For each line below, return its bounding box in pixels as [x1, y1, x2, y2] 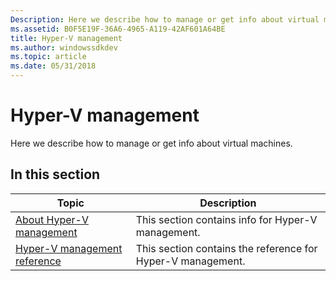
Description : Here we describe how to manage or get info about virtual [10, 14, 320, 25]
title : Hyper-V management [10, 33, 123, 43]
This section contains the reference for [135, 241, 318, 255]
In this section [10, 166, 101, 183]
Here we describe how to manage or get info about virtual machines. [10, 137, 293, 149]
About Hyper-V [15, 212, 89, 226]
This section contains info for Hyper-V [135, 212, 318, 226]
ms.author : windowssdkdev [10, 42, 118, 53]
